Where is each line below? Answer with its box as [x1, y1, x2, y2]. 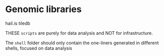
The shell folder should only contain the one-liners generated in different [5, 39, 159, 46]
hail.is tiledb [5, 20, 30, 26]
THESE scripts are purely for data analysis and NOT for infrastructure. [5, 30, 153, 36]
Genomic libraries [5, 4, 82, 15]
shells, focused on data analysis [5, 45, 73, 51]
